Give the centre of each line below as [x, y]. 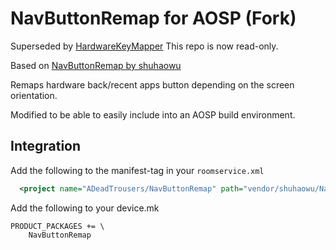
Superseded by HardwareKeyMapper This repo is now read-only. [144, 46]
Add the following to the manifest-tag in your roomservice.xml [137, 170]
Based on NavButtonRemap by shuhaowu [96, 65]
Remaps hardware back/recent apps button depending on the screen [152, 84]
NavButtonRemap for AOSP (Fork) [153, 18]
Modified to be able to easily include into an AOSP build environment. [153, 114]
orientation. [34, 95]
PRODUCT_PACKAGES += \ [57, 226]
